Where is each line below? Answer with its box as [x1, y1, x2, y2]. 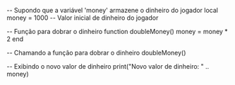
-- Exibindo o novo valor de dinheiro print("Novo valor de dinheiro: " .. [6, 62, 210, 70]
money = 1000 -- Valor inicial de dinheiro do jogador [6, 13, 159, 22]
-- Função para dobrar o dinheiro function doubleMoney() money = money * [6, 28, 229, 35]
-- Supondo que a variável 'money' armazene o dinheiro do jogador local [6, 6, 218, 14]
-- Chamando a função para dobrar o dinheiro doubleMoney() [6, 49, 186, 57]
